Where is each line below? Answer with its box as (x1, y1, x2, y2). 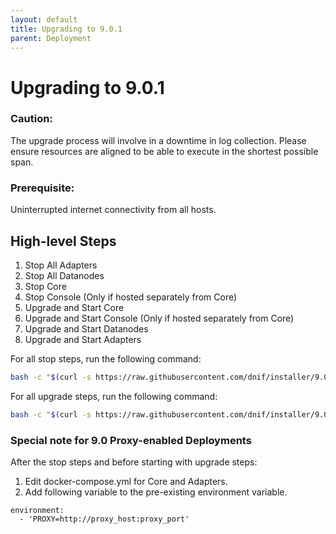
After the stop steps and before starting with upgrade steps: (10, 456, 258, 468)
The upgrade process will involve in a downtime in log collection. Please (10, 134, 307, 146)
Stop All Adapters (24, 259, 98, 271)
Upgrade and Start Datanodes (24, 322, 149, 335)
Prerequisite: (10, 181, 75, 195)
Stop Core (24, 280, 67, 292)
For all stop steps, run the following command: (10, 352, 202, 365)
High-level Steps (10, 232, 117, 250)
